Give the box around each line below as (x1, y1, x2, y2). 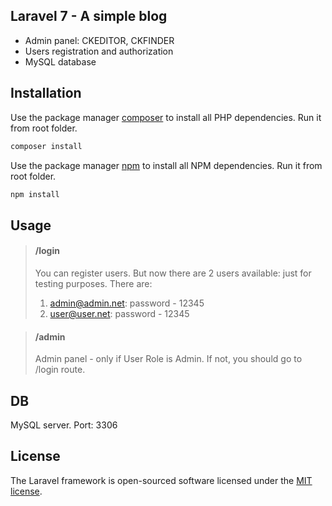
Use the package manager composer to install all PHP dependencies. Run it (10, 111, 322, 123)
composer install (10, 141, 83, 151)
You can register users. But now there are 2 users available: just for (34, 267, 312, 279)
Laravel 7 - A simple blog (10, 8, 168, 25)
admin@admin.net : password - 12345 (49, 297, 205, 309)
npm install (10, 189, 60, 199)
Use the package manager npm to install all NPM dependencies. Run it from (10, 159, 323, 171)
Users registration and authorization (24, 45, 174, 57)
